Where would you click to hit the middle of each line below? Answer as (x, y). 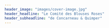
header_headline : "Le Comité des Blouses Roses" (54, 14)
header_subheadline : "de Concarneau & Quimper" (54, 18)
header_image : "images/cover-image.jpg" (46, 9)
